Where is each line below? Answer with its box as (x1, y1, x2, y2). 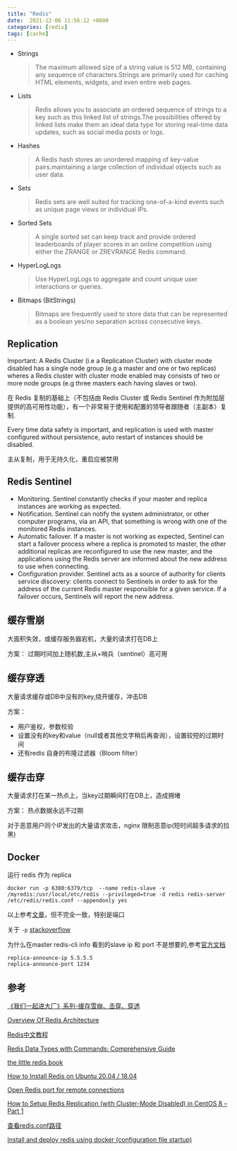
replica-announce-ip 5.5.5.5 (7, 955, 93, 962)
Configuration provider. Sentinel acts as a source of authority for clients (17, 569, 226, 578)
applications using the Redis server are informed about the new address (17, 554, 228, 563)
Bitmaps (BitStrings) (17, 296, 76, 304)
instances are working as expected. (17, 502, 121, 511)
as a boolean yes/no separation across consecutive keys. (35, 317, 202, 326)
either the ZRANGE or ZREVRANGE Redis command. (35, 248, 187, 256)
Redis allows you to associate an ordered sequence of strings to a (35, 105, 227, 114)
